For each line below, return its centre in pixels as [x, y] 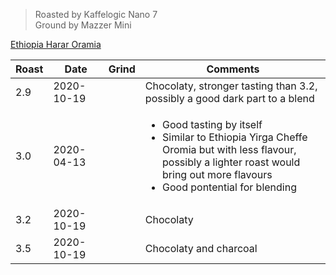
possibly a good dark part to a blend [229, 98]
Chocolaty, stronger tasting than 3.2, [231, 86]
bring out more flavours [217, 174]
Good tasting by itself [212, 124]
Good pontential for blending [229, 187]
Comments [233, 69]
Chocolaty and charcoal [201, 248]
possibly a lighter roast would [231, 162]
